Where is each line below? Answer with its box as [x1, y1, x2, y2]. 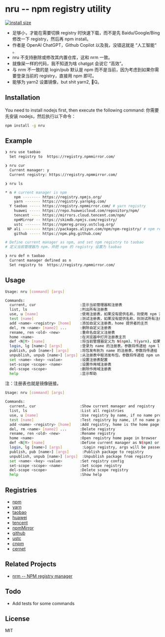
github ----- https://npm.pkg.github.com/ [14, 231, 102, 236]
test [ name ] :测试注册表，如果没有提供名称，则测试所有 [9, 316, 156, 321]
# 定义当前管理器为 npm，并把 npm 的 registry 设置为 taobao [5, 245, 122, 249]
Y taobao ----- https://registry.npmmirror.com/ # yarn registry [9, 204, 146, 209]
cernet [12, 546, 26, 552]
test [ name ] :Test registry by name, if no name [9, 417, 155, 422]
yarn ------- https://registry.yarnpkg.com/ [14, 199, 107, 204]
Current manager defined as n [9, 258, 71, 263]
